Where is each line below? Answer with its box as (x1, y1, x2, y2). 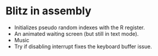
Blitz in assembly (5, 4, 91, 18)
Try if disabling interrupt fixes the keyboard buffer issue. (14, 43, 152, 50)
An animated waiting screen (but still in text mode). (14, 30, 139, 37)
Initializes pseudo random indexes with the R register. (14, 24, 145, 31)
